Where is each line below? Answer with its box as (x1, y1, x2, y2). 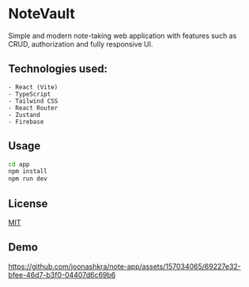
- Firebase (8, 118, 44, 126)
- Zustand (8, 111, 41, 119)
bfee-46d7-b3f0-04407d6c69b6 (8, 270, 116, 279)
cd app (8, 160, 30, 168)
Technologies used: (8, 62, 108, 76)
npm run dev (8, 175, 47, 183)
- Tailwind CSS (8, 96, 58, 105)
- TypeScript (8, 90, 51, 98)
